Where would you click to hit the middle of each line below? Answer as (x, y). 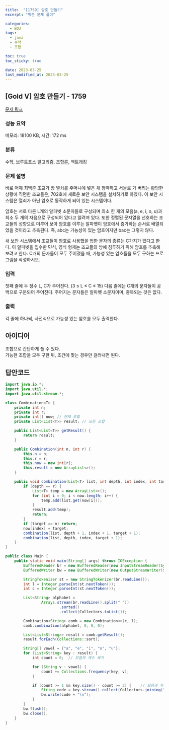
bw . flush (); (36, 709)
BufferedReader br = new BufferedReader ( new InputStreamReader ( (92, 565)
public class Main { (27, 556)
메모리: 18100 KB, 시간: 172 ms (36, 135)
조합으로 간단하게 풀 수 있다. (33, 349)
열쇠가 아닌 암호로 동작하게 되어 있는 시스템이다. (65, 200)
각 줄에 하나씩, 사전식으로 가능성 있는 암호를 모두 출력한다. (62, 318)
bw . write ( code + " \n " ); (66, 695)
